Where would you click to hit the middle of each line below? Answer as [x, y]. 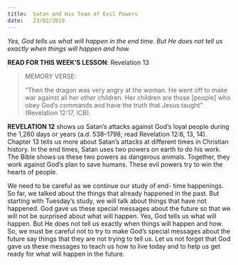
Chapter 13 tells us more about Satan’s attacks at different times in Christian [118, 141]
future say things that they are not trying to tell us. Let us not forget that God [119, 239]
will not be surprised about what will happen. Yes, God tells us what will [112, 216]
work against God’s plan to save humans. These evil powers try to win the [115, 164]
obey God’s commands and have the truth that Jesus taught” [114, 105]
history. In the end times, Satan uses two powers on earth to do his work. [114, 149]
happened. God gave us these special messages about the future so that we [119, 208]
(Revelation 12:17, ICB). [58, 113]
